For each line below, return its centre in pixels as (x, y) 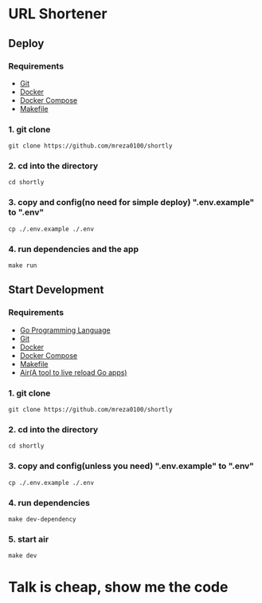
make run (23, 266)
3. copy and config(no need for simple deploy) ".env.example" (131, 203)
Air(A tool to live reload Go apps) (73, 372)
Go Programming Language (65, 330)
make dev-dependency (43, 519)
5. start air (29, 539)
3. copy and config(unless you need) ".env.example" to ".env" (131, 466)
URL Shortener (58, 14)
